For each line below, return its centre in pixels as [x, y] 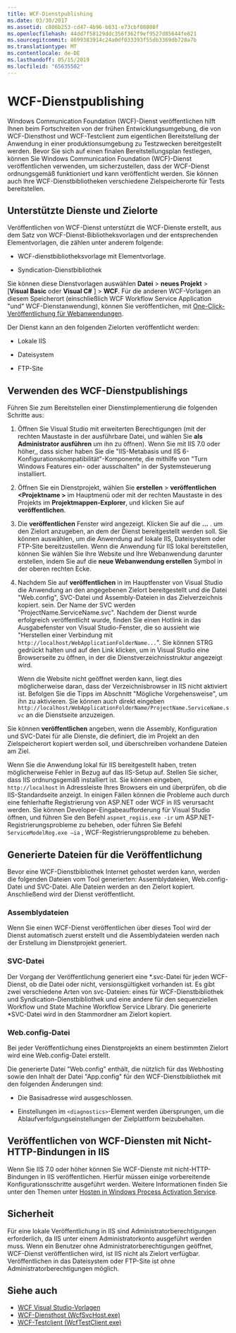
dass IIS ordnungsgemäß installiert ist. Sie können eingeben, [95, 780]
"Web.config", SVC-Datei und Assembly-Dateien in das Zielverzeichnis [120, 598]
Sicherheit [31, 1214]
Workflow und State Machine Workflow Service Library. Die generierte [109, 1007]
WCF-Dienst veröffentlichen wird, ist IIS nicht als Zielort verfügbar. [104, 1253]
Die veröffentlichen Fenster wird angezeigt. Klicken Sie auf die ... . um [120, 524]
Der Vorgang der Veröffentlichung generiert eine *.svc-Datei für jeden [108, 976]
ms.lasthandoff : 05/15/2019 [49, 60]
